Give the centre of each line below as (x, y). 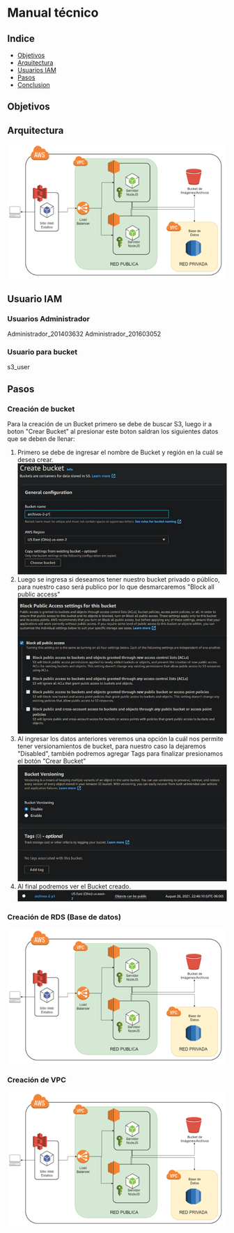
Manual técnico (53, 13)
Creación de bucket (41, 409)
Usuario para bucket (42, 352)
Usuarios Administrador (49, 318)
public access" (39, 594)
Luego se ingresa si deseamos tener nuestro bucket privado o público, (119, 579)
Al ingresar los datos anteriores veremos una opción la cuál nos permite (120, 739)
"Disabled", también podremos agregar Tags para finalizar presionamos (120, 754)
